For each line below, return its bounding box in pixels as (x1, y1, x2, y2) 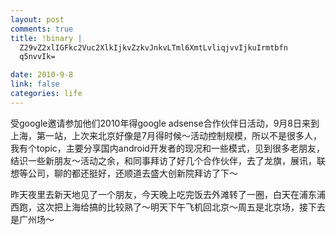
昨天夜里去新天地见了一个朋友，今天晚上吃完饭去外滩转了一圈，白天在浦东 (10, 188, 317, 200)
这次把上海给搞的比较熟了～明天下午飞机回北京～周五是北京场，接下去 (36, 201, 326, 213)
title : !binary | (10, 33, 83, 43)
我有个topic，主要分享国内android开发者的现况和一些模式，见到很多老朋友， (10, 142, 325, 154)
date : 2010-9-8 (10, 70, 74, 80)
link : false (10, 79, 60, 90)
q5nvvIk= (19, 52, 56, 62)
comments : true (10, 24, 74, 34)
